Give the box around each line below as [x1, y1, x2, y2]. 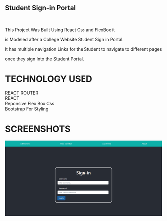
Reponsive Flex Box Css [5, 100, 55, 106]
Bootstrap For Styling [5, 106, 49, 112]
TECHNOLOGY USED [5, 73, 93, 84]
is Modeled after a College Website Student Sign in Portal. [5, 36, 124, 42]
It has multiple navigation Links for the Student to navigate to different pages [5, 46, 162, 52]
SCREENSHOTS [5, 123, 71, 134]
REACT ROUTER [5, 90, 39, 96]
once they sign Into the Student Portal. [5, 56, 84, 62]
